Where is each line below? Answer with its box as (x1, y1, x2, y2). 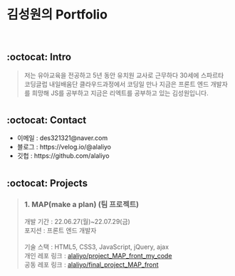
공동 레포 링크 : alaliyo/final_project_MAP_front (23, 260, 159, 269)
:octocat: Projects (6, 177, 88, 189)
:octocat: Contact (6, 114, 87, 126)
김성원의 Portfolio (6, 6, 108, 23)
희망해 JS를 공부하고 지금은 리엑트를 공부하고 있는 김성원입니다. (31, 88, 209, 97)
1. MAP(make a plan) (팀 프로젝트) (23, 200, 140, 210)
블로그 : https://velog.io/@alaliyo (16, 143, 112, 152)
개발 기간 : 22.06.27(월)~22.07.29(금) (23, 217, 131, 225)
